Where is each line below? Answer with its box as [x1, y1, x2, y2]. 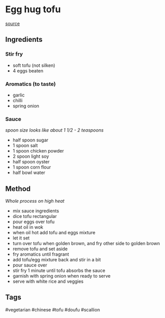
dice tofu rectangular [12, 213, 57, 219]
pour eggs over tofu [12, 218, 55, 225]
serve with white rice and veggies [12, 278, 84, 284]
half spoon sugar [12, 137, 48, 143]
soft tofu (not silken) [12, 62, 56, 68]
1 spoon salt [12, 142, 38, 149]
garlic [12, 92, 25, 98]
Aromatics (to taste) [5, 80, 56, 87]
